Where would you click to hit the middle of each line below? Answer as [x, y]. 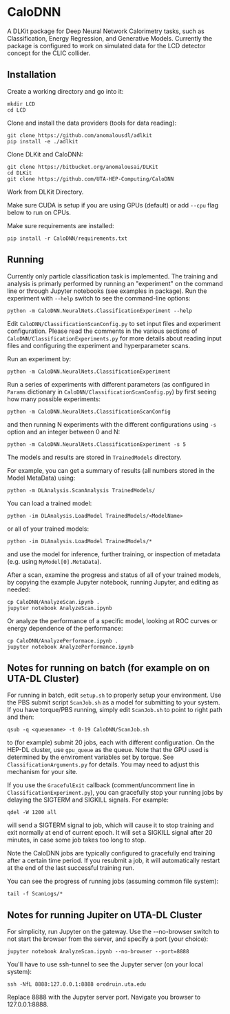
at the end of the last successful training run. [71, 868]
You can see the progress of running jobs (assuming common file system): [113, 881]
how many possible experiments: [54, 399]
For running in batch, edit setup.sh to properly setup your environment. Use [114, 695]
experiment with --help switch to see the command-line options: [99, 298]
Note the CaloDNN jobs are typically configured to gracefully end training [111, 853]
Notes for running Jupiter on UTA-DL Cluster [105, 915]
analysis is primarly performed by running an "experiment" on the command [115, 283]
